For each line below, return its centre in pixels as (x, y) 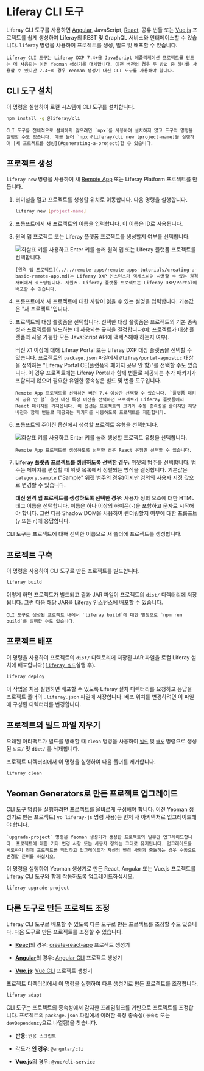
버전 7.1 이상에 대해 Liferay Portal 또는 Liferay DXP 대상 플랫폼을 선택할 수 (104, 350)
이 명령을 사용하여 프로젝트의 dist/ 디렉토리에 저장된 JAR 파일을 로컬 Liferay (98, 657)
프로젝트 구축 (30, 555)
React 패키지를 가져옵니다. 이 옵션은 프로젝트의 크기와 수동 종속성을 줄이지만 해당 (106, 406)
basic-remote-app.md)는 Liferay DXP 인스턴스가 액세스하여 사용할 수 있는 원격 (107, 276)
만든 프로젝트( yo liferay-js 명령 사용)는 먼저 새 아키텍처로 (94, 817)
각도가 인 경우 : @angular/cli (49, 1048)
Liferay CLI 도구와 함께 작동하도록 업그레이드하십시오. (70, 876)
